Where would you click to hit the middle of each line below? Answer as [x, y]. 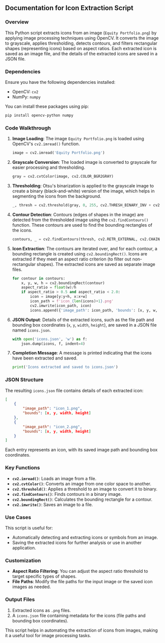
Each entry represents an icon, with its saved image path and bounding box [82, 450]
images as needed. [31, 587]
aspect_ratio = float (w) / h [49, 287]
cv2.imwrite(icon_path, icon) [61, 306]
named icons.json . [31, 330]
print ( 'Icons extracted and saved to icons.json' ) [65, 367]
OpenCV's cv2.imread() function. [46, 144]
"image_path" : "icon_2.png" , [53, 427]
